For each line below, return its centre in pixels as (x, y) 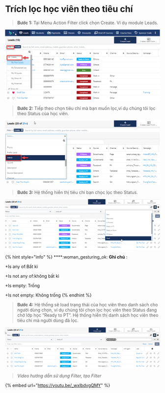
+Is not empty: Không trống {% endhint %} (48, 295)
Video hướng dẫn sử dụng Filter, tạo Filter (59, 376)
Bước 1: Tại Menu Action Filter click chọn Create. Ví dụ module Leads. (88, 23)
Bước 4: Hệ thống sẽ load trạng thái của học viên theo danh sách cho (87, 305)
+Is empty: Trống (23, 286)
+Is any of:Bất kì (22, 266)
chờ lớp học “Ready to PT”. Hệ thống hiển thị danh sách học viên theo (88, 315)
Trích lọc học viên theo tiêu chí (69, 9)
